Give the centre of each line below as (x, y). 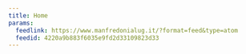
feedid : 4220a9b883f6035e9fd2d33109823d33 (87, 38)
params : (21, 23)
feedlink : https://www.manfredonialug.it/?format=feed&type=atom (127, 30)
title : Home (28, 15)
